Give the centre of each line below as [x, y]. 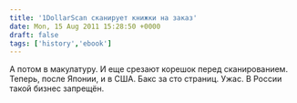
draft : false [34, 35]
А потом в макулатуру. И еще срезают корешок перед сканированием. [149, 69]
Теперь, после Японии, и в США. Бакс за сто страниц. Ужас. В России [146, 79]
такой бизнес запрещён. [57, 88]
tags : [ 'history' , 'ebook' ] [61, 43]
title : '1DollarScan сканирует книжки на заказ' [103, 18]
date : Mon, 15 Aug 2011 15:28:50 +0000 [85, 26]
